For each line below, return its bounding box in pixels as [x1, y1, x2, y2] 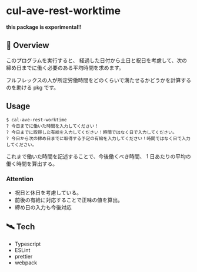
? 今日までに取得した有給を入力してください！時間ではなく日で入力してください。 [6, 129, 178, 135]
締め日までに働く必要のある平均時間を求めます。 [6, 64, 125, 71]
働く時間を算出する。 [6, 160, 58, 167]
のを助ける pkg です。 [6, 84, 59, 91]
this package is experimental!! [6, 23, 82, 30]
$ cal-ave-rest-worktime [6, 117, 67, 123]
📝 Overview [6, 40, 49, 50]
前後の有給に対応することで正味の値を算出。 [14, 196, 123, 203]
